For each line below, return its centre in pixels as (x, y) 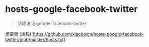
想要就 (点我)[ (19, 34)
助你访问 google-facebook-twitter (52, 23)
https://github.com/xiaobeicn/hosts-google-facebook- (89, 34)
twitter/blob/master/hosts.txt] (35, 39)
